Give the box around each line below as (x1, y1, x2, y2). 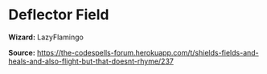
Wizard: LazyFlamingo (8, 32, 84, 42)
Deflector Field (8, 6, 109, 24)
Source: (8, 47, 36, 57)
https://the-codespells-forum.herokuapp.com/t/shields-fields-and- (37, 47, 259, 57)
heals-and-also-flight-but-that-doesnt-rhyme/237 (8, 56, 175, 66)
